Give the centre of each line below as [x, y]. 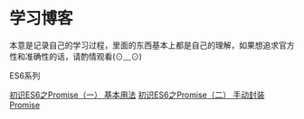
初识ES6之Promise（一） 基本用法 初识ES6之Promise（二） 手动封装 [137, 95]
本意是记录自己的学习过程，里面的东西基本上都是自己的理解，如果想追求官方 [152, 45]
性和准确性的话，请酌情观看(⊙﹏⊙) [76, 56]
